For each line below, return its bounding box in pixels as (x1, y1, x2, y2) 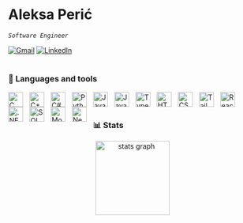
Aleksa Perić (8, 6, 93, 24)
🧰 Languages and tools (8, 74, 98, 85)
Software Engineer (8, 32, 69, 40)
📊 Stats (93, 119, 124, 130)
